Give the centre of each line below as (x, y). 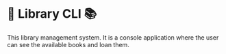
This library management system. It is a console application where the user (113, 37)
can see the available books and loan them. (68, 44)
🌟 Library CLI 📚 (52, 14)
